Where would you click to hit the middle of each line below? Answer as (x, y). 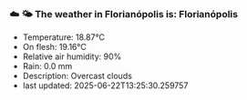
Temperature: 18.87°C (63, 37)
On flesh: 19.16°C (54, 47)
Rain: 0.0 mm (47, 66)
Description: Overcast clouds (77, 76)
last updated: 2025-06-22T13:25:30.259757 (105, 85)
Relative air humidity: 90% (72, 56)
